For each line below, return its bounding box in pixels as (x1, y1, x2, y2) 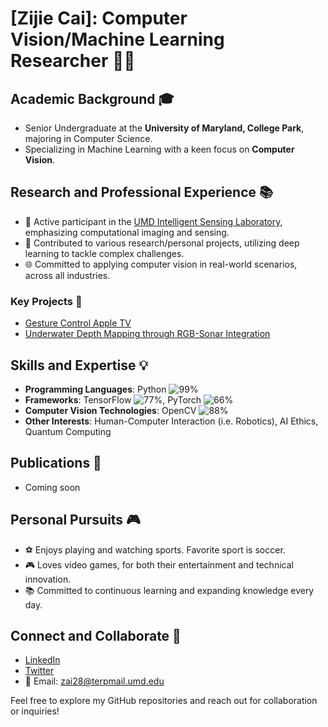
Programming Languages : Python (24, 383, 167, 395)
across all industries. (24, 269, 111, 281)
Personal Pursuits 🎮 (10, 512, 142, 529)
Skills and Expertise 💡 (10, 357, 149, 374)
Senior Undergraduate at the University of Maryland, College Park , (24, 122, 305, 134)
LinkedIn (24, 654, 61, 666)
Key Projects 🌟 (10, 294, 83, 308)
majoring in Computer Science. (24, 133, 153, 144)
